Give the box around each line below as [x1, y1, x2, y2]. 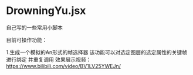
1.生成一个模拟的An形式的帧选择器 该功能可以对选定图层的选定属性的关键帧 [6, 48, 188, 56]
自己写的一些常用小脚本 [6, 24, 63, 31]
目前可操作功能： [6, 36, 48, 43]
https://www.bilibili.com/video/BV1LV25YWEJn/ [6, 62, 121, 69]
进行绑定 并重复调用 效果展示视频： [6, 56, 92, 63]
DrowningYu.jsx [6, 4, 86, 17]
